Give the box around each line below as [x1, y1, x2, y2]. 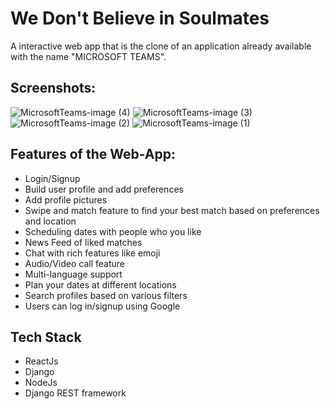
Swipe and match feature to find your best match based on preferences [24, 204, 320, 216]
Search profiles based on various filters [24, 289, 188, 301]
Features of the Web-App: [10, 146, 176, 163]
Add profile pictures [24, 193, 108, 206]
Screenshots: [10, 80, 97, 97]
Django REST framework [24, 387, 127, 399]
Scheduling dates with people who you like [24, 225, 202, 237]
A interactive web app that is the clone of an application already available [10, 40, 312, 52]
